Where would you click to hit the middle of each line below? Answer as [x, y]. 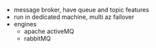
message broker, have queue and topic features [81, 10]
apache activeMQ [49, 31]
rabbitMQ [37, 39]
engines [25, 24]
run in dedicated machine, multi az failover [74, 17]
